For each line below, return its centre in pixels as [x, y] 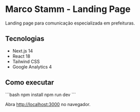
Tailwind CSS [26, 61]
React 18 [21, 56]
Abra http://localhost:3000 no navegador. [48, 104]
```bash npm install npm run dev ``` [40, 94]
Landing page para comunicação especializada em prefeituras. [70, 23]
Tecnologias [25, 39]
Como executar [29, 83]
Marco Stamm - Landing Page [68, 9]
